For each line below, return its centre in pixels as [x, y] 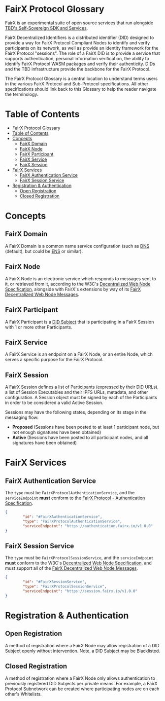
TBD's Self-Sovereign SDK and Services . [47, 28]
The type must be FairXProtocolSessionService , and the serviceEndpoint [79, 558]
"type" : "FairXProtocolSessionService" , [65, 587]
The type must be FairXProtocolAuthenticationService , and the [70, 493]
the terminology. [22, 94]
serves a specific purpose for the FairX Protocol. [54, 360]
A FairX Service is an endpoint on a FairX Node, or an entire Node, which [79, 354]
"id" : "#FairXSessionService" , [55, 582]
